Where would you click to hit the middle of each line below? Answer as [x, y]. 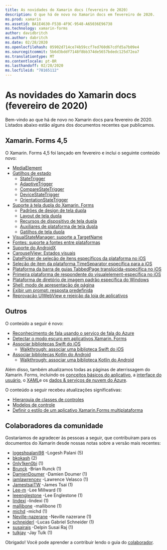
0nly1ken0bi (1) [28, 463]
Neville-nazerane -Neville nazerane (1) [52, 517]
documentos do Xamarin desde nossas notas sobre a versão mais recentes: [83, 443]
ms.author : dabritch [27, 38]
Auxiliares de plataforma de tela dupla [59, 226]
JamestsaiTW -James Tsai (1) [43, 485]
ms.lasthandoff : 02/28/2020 [34, 66]
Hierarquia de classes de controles [48, 399]
